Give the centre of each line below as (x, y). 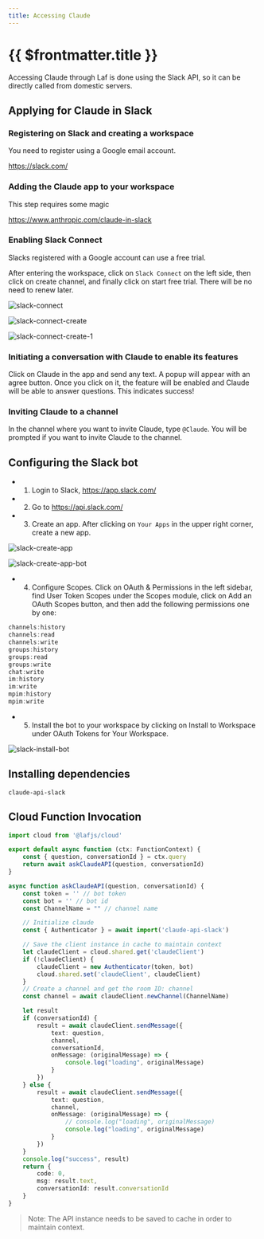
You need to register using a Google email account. (92, 151)
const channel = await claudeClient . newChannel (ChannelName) (126, 997)
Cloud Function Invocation (75, 817)
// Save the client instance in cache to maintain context (122, 945)
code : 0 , (51, 1174)
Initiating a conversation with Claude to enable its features (123, 357)
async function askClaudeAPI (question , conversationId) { (106, 886)
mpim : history (30, 694)
